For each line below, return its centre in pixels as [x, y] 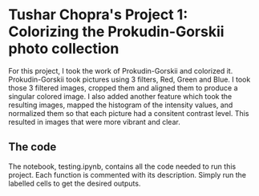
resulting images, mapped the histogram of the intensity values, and [121, 105]
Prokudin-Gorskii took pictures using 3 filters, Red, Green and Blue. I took [129, 79]
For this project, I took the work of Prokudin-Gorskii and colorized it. [121, 70]
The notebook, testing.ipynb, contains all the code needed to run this [122, 166]
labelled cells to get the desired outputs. [75, 183]
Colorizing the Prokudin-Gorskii [116, 32]
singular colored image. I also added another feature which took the [120, 96]
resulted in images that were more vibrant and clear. [94, 122]
